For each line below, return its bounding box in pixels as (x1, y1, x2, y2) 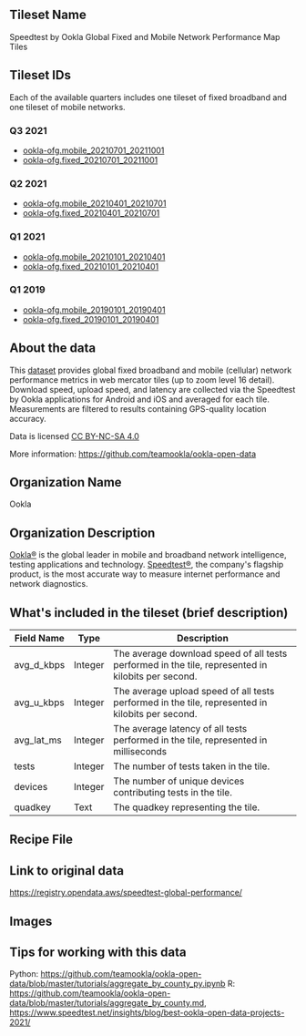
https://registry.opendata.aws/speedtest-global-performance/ (9, 887, 243, 898)
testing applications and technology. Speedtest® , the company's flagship (9, 559, 284, 570)
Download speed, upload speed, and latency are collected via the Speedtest (9, 384, 296, 395)
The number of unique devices (113, 774, 245, 787)
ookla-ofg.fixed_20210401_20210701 (22, 208, 160, 219)
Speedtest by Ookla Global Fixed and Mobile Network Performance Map (9, 31, 280, 42)
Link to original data (9, 863, 125, 878)
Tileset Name (9, 7, 87, 23)
